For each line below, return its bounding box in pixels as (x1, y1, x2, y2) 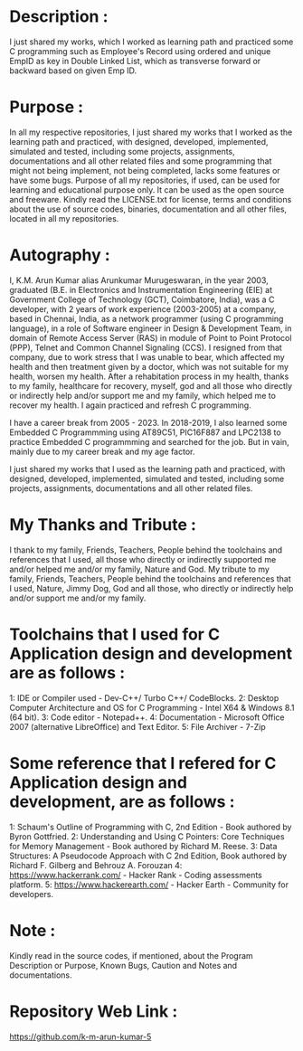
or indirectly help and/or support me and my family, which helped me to (9, 390, 276, 401)
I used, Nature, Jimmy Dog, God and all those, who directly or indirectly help (9, 582, 294, 593)
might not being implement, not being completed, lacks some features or (9, 165, 280, 175)
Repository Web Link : (9, 1001, 178, 1021)
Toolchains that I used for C (9, 624, 220, 644)
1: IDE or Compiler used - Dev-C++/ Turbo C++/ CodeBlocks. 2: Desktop (9, 692, 279, 703)
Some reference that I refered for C (9, 753, 277, 773)
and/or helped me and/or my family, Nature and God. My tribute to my (9, 563, 270, 574)
